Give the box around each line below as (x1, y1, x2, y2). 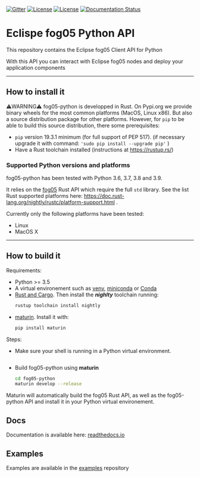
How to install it (6, 87, 65, 97)
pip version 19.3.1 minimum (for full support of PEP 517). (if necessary (14, 133, 185, 140)
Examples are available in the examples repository (6, 464, 129, 471)
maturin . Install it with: (14, 313, 70, 320)
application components (6, 64, 65, 71)
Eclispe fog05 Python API (6, 27, 135, 40)
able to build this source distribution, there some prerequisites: (6, 122, 160, 129)
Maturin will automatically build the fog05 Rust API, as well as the (6, 392, 166, 399)
